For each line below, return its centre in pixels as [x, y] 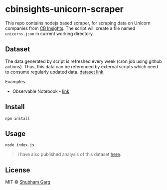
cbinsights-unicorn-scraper [64, 9]
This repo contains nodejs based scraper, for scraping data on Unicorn [78, 23]
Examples [15, 81]
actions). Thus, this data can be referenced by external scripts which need [82, 66]
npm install [17, 118]
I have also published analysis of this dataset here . [69, 154]
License [18, 170]
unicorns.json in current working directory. [50, 33]
